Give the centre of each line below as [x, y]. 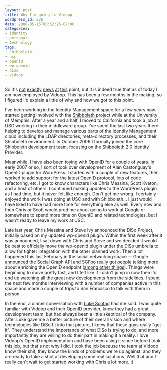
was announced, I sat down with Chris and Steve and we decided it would [81, 240]
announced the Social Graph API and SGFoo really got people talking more [82, 262]
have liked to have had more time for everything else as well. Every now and [83, 204]
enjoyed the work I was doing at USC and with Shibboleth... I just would [79, 199]
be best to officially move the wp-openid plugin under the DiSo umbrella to [82, 246]
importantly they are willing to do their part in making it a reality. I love [77, 335]
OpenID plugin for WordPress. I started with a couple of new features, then [82, 172]
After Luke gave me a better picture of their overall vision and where [75, 319]
